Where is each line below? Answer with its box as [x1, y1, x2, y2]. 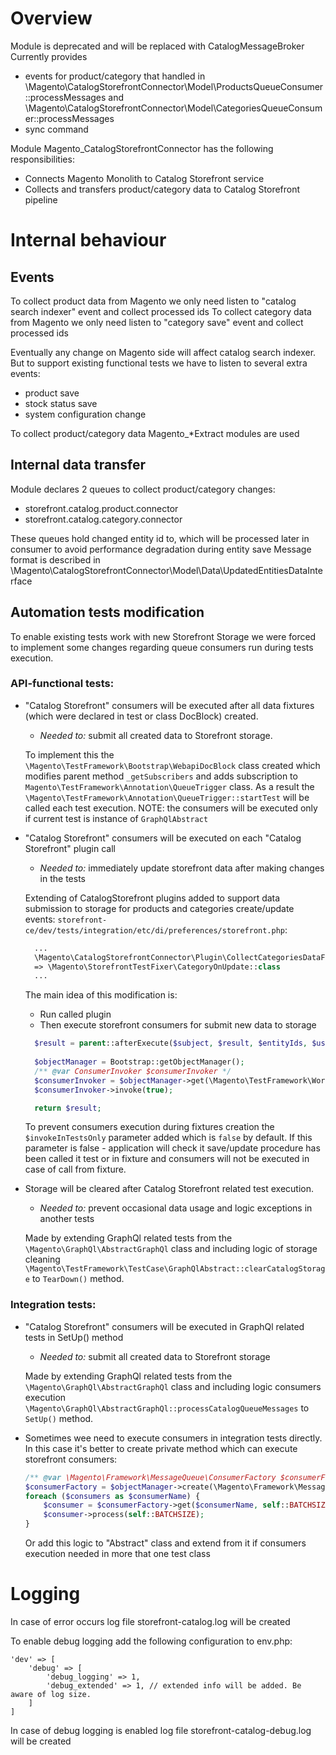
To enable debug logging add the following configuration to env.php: [10, 1635, 293, 1647]
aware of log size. [10, 1689, 92, 1699]
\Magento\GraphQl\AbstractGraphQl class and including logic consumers [24, 1380, 322, 1392]
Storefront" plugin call [24, 842, 116, 854]
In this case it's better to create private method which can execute [24, 1442, 298, 1454]
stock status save [24, 397, 98, 409]
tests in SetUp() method [24, 1331, 124, 1343]
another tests [39, 1213, 95, 1225]
